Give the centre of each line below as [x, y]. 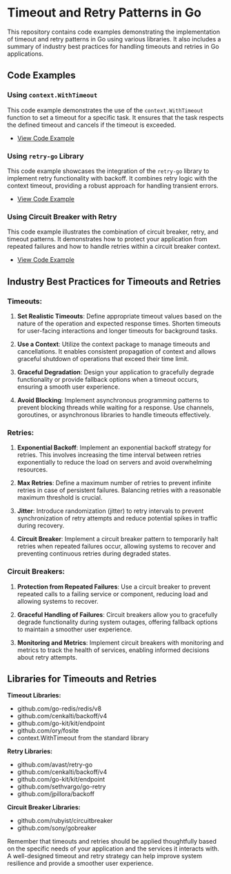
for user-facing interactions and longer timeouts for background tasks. [117, 331]
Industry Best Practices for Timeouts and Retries [114, 282]
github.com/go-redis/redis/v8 [59, 709]
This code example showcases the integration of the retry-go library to [108, 171]
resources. [32, 469]
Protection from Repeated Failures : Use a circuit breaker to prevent [114, 587]
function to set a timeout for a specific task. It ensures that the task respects [115, 117]
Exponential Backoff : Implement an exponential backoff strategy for [114, 448]
